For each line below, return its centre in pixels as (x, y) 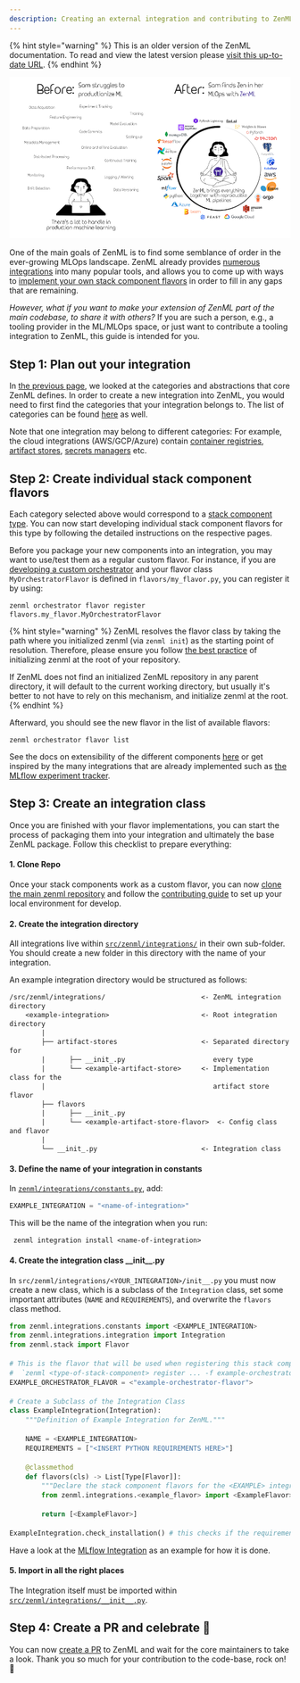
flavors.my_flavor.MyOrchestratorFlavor (86, 615)
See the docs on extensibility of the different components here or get (136, 757)
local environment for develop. (66, 904)
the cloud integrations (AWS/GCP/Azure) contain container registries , (137, 441)
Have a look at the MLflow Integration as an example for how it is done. (140, 1550)
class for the (36, 1078)
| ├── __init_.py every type (147, 1060)
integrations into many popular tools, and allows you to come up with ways (146, 271)
